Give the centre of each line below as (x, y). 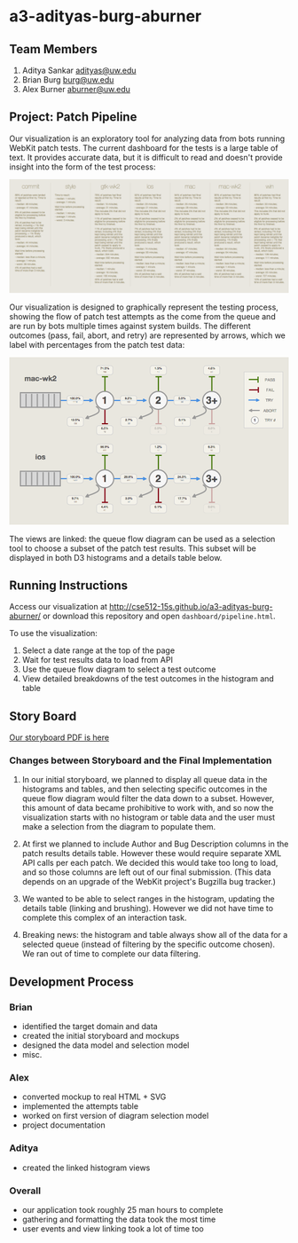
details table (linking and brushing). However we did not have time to (147, 909)
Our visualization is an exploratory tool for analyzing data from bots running (147, 138)
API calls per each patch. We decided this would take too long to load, (150, 863)
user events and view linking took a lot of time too (113, 1229)
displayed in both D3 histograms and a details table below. (116, 557)
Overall (25, 1191)
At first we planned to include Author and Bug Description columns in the (155, 844)
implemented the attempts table (80, 1106)
